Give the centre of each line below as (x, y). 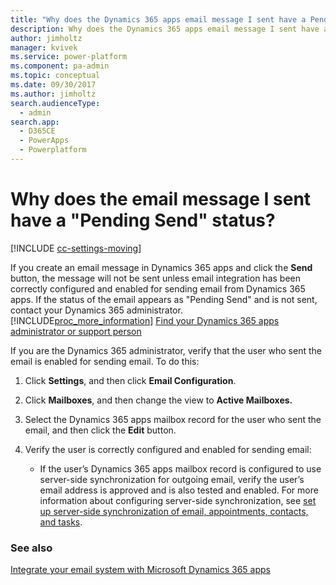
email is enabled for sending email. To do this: (105, 361)
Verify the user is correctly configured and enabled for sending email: (168, 449)
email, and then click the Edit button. (100, 430)
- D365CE (37, 131)
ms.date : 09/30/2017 (53, 85)
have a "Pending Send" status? (143, 220)
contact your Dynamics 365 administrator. (96, 310)
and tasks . (61, 522)
